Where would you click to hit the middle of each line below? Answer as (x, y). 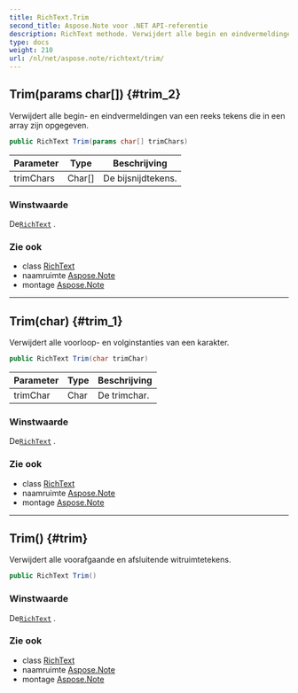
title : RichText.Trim (49, 17)
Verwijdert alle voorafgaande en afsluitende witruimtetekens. (120, 560)
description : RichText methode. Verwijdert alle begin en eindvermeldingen (152, 34)
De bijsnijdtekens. (140, 178)
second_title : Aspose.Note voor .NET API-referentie (109, 26)
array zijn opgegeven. (49, 125)
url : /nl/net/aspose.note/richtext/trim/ (87, 58)
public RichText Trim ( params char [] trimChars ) (99, 141)
